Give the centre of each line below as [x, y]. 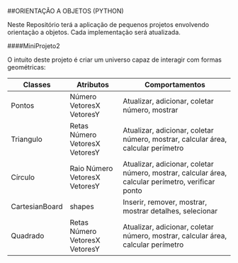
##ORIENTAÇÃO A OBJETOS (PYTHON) [66, 11]
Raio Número [91, 168]
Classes [37, 85]
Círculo [23, 177]
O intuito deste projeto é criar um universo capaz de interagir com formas [114, 60]
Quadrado [28, 236]
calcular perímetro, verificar [169, 182]
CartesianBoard [37, 207]
